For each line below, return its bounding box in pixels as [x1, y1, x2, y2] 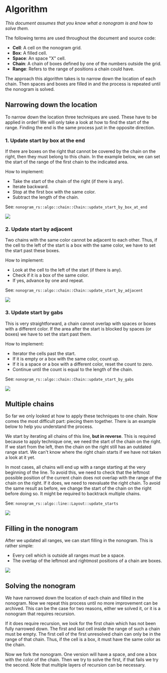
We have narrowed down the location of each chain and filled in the [5, 595, 144, 601]
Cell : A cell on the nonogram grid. [12, 44, 82, 50]
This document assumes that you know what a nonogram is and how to [5, 20, 153, 26]
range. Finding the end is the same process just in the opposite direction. [5, 124, 156, 130]
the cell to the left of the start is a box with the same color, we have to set [5, 242, 156, 248]
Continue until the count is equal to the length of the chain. [12, 366, 133, 372]
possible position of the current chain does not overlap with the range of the [5, 475, 162, 481]
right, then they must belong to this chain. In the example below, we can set [5, 154, 161, 160]
